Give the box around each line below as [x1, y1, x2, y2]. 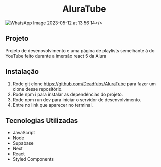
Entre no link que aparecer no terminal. [12, 102, 93, 108]
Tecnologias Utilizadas [5, 116, 78, 125]
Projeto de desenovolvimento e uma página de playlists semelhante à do [5, 47, 155, 53]
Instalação [5, 67, 39, 76]
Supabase [12, 140, 34, 146]
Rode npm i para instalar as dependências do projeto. [12, 91, 123, 97]
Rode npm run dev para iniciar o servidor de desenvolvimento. [12, 96, 141, 103]
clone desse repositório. [12, 86, 63, 92]
